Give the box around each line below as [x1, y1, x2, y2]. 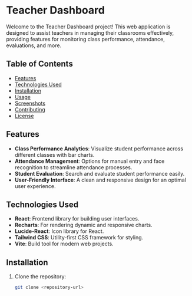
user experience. [14, 182, 56, 189]
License [14, 112, 34, 119]
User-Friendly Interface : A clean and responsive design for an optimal [14, 176, 187, 183]
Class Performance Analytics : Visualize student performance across [14, 145, 184, 152]
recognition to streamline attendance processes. [14, 163, 133, 171]
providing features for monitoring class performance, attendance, [6, 35, 165, 42]
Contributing [14, 106, 45, 113]
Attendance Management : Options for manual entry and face [14, 157, 165, 165]
